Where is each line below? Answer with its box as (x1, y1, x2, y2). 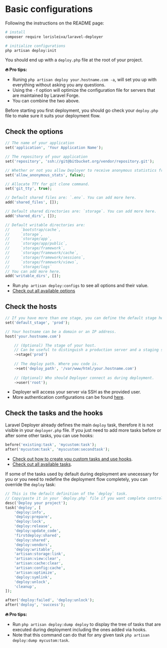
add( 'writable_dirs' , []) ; (5, 274, 61, 279)
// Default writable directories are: (5, 222, 85, 228)
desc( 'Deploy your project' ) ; (5, 500, 68, 505)
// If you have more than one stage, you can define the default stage (5, 316, 157, 321)
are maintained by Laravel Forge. (12, 92, 80, 98)
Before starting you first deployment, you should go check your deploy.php (5, 107, 159, 113)
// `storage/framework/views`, (5, 260, 79, 265)
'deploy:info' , (14, 510, 46, 515)
